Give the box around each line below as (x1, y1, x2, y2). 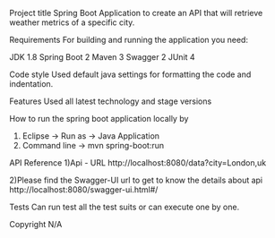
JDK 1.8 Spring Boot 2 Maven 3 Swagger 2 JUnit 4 (9, 52, 195, 62)
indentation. (9, 79, 54, 89)
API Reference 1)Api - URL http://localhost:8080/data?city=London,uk (9, 157, 267, 168)
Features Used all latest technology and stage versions (9, 96, 212, 106)
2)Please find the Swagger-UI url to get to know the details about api (9, 174, 263, 185)
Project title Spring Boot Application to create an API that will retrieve (9, 8, 263, 18)
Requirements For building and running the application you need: (9, 35, 249, 45)
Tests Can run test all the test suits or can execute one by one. (9, 201, 240, 212)
